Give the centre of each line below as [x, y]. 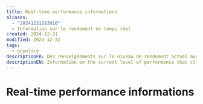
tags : [13, 46]
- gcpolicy [25, 51]
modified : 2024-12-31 [34, 40]
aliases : [17, 17]
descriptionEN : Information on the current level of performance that [97, 62]
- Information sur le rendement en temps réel [71, 29]
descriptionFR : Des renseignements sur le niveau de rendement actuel [97, 57]
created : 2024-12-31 [32, 34]
